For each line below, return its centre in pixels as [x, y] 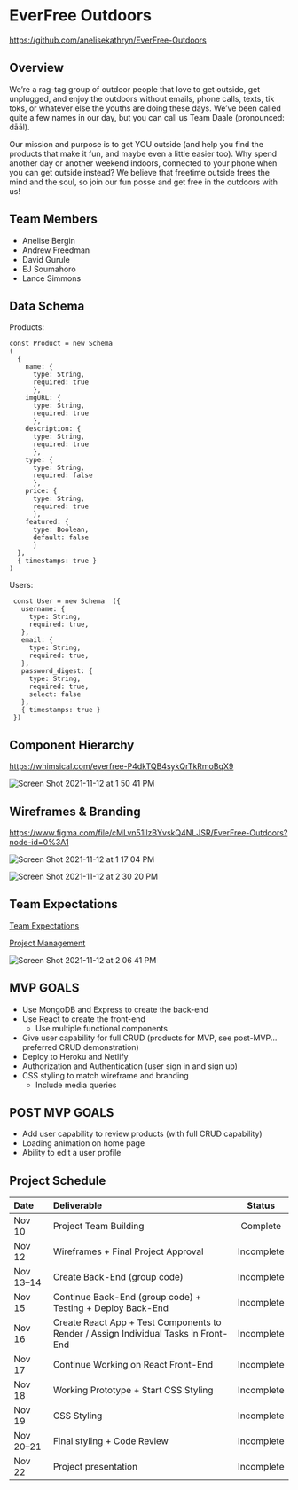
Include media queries [76, 1085]
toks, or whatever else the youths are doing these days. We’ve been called [145, 108]
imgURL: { [43, 398]
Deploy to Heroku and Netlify [75, 1056]
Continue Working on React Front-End [133, 1365]
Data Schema [47, 306]
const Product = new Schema [61, 344]
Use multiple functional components [102, 1028]
